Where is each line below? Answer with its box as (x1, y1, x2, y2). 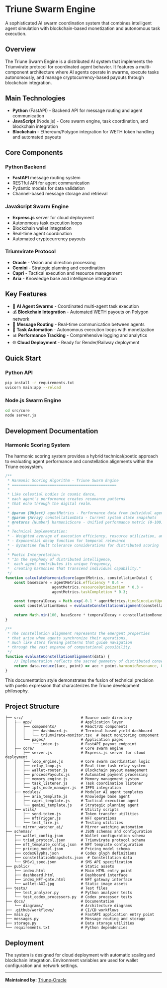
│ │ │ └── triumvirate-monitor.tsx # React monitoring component (5, 733, 159, 738)
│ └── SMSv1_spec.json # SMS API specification (5, 860, 133, 865)
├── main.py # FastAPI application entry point (5, 912, 155, 917)
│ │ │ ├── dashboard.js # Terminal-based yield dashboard (5, 728, 153, 734)
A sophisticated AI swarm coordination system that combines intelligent (5, 20, 152, 26)
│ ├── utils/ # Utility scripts (5, 807, 119, 812)
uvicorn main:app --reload (5, 385, 61, 390)
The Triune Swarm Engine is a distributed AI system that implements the (5, 58, 153, 64)
